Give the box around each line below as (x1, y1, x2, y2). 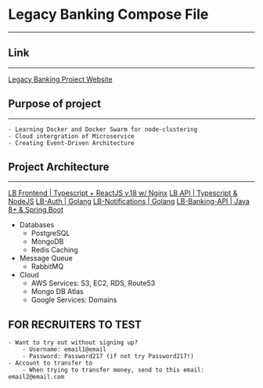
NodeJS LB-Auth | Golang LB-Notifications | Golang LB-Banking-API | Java (8, 197, 250, 206)
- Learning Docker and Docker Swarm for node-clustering (8, 125, 198, 133)
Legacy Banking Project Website (8, 74, 113, 84)
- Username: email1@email (22, 346, 107, 354)
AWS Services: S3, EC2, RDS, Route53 (31, 278, 156, 288)
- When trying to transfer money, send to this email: (22, 366, 205, 374)
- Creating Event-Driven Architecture (8, 139, 135, 147)
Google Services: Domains (31, 296, 117, 305)
